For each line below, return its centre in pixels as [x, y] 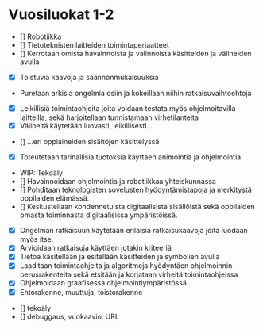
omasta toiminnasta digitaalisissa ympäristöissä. [99, 215]
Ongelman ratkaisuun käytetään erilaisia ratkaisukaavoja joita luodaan [133, 231]
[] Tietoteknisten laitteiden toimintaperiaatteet [94, 44]
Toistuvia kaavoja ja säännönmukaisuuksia [89, 77]
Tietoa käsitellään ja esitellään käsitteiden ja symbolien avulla [120, 257]
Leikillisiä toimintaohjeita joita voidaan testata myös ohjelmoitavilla [128, 108]
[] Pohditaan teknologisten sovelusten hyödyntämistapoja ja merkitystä [135, 190]
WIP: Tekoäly [41, 173]
